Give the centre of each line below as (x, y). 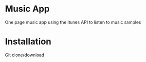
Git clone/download (25, 55)
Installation (28, 42)
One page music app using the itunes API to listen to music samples (73, 22)
